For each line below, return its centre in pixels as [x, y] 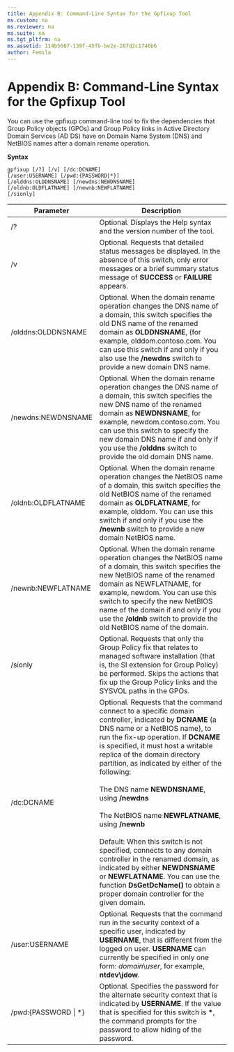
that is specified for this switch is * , [157, 1012]
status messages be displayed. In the [160, 251]
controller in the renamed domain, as [159, 859]
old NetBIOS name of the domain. [154, 627]
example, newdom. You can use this [158, 592]
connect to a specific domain [147, 711]
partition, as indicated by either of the [161, 763]
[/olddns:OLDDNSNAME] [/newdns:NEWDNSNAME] [71, 182]
